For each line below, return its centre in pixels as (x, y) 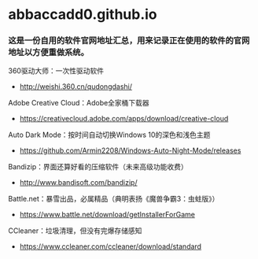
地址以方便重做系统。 (48, 53)
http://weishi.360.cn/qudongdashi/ (76, 87)
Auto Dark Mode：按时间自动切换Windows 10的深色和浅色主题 (109, 135)
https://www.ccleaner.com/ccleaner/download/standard (111, 246)
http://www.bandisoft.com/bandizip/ (78, 183)
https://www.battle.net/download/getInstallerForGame (107, 215)
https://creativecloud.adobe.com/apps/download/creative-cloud (124, 119)
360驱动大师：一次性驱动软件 (56, 71)
